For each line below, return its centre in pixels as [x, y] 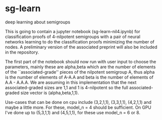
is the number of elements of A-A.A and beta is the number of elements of [79, 77]
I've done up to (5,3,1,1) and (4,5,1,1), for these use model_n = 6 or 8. [73, 112]
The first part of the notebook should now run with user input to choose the [81, 61]
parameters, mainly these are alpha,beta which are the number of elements [80, 67]
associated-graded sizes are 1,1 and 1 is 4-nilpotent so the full [67, 87]
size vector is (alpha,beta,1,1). [50, 93]
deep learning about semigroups [38, 22]
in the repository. [22, 52]
